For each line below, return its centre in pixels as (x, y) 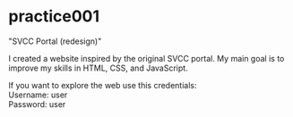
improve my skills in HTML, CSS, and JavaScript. (99, 68)
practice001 (54, 17)
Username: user (38, 95)
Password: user (37, 104)
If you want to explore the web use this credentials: (103, 85)
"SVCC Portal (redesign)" (55, 41)
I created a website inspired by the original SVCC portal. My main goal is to (146, 58)
